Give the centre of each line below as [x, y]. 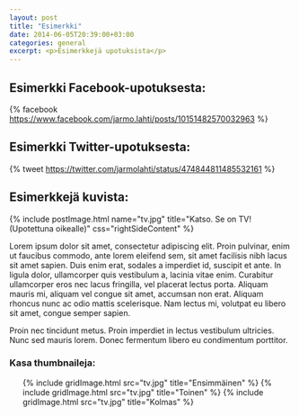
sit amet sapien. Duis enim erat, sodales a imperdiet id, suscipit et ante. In [145, 265]
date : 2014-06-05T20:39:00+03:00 [72, 34]
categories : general [48, 43]
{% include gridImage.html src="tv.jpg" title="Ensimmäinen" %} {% [147, 383]
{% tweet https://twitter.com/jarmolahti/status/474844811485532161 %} [142, 168]
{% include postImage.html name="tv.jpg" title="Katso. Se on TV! [130, 219]
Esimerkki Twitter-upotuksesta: [100, 147]
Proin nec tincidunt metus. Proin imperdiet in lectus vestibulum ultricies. [142, 330]
